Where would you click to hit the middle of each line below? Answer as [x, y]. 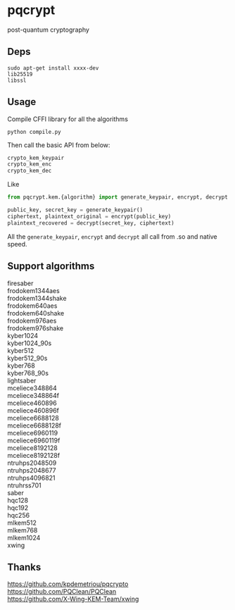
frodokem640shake [36, 313]
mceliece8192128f [34, 455]
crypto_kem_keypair [36, 158]
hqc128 [18, 500]
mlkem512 [22, 523]
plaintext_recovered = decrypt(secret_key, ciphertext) [91, 223]
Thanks [24, 567]
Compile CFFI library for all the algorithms [68, 119]
